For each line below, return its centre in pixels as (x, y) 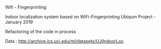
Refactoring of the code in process (41, 31)
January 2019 (19, 22)
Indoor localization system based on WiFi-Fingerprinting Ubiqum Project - (80, 17)
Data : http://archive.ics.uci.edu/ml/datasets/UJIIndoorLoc (64, 41)
